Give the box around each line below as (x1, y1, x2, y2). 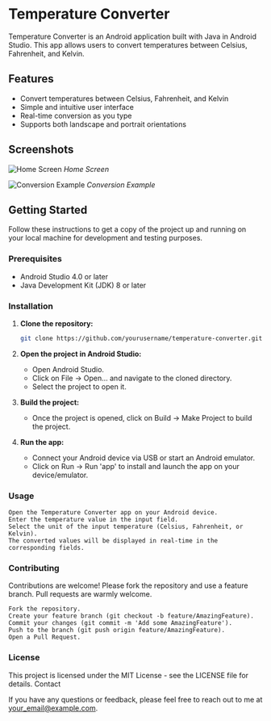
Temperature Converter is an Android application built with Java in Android (8, 31, 256, 41)
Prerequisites (8, 254, 62, 265)
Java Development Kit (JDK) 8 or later (19, 280, 147, 290)
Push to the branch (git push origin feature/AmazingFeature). (8, 627, 226, 635)
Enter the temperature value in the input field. (8, 516, 179, 524)
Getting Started (8, 203, 88, 216)
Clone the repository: (19, 318, 94, 328)
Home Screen (63, 164, 110, 174)
